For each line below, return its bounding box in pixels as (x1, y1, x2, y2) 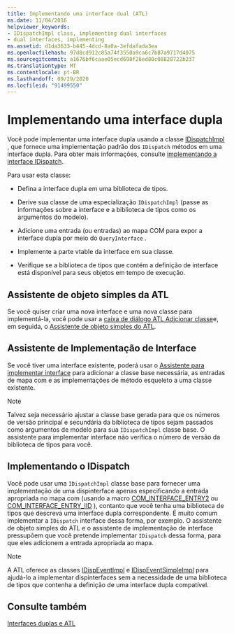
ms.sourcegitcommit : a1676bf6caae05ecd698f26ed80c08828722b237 (7, 56, 196, 63)
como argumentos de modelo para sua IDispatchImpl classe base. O (7, 425, 205, 434)
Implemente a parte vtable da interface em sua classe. (17, 248, 175, 256)
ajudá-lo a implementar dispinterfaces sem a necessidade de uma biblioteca (7, 573, 227, 582)
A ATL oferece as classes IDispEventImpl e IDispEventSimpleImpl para (7, 565, 210, 574)
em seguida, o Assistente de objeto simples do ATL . (7, 323, 156, 330)
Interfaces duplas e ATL (7, 619, 75, 628)
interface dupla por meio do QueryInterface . (17, 234, 147, 242)
